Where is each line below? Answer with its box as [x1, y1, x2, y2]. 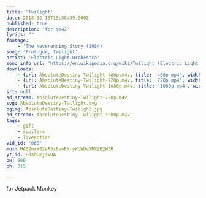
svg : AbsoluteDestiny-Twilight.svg [6, 100, 97, 106]
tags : [6, 117, 20, 123]
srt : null [6, 89, 32, 95]
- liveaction [17, 134, 51, 141]
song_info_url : [6, 60, 45, 66]
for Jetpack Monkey [6, 185, 57, 192]
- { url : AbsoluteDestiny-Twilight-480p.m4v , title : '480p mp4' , [17, 72, 185, 78]
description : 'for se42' [6, 26, 70, 32]
